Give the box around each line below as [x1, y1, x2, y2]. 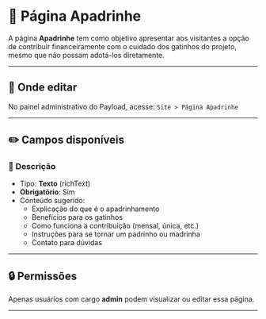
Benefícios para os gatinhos [31, 213, 123, 222]
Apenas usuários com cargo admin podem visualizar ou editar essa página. [8, 294, 255, 304]
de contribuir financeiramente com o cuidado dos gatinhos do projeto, [8, 41, 237, 51]
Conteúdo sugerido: [19, 196, 85, 206]
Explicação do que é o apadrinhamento [31, 204, 160, 213]
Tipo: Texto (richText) [19, 179, 91, 189]
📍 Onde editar [8, 81, 78, 94]
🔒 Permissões [8, 269, 78, 282]
